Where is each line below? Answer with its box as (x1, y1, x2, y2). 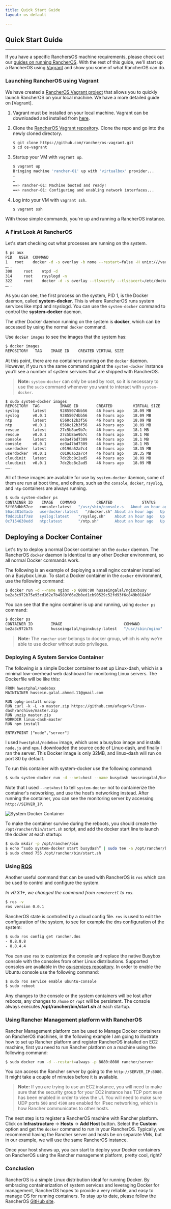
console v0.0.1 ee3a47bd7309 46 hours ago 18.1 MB (5, 442, 149, 447)
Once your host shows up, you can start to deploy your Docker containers (5, 1147, 160, 1153)
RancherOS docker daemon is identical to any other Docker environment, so (5, 552, 164, 558)
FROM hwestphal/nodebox (5, 686, 56, 691)
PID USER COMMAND (5, 255, 49, 260)
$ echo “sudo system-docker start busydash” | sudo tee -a (5, 846, 133, 851)
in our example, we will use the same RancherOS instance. (5, 1137, 128, 1143)
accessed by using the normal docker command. (5, 324, 107, 330)
